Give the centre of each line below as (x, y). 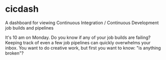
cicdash (22, 9)
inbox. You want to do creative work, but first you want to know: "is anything (83, 48)
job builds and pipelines (29, 28)
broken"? (14, 53)
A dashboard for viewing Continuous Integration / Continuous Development (82, 23)
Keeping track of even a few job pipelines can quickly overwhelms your (78, 42)
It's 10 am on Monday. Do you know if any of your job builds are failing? (78, 37)
